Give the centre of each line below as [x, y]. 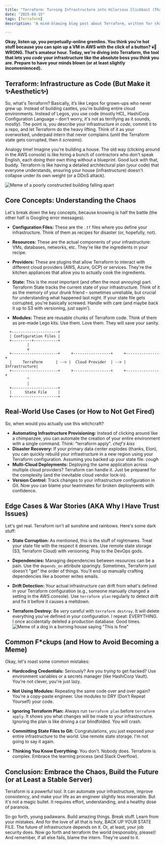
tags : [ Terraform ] [24, 19]
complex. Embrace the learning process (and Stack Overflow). [75, 756]
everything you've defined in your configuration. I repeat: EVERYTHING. [85, 616]
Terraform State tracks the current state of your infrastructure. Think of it [86, 287]
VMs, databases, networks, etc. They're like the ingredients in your [80, 247]
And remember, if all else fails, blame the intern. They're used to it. [72, 838]
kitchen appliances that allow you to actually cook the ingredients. [79, 272]
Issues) [17, 514]
